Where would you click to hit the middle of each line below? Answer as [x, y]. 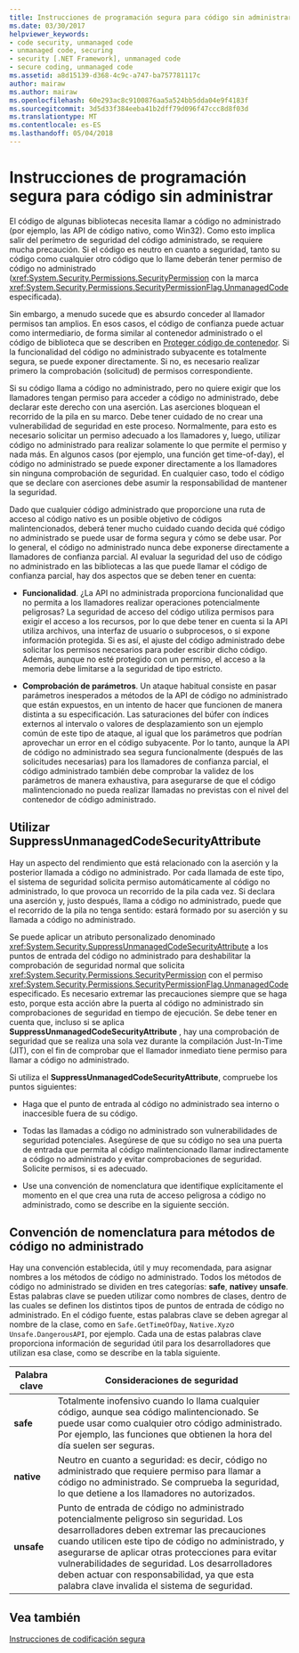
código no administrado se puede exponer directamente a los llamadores [143, 463]
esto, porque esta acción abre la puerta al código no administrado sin [137, 1003]
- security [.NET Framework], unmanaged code [95, 59]
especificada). [36, 297]
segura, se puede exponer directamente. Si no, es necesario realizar [134, 361]
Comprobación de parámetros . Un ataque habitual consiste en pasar [149, 686]
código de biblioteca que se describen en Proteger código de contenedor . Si [149, 342]
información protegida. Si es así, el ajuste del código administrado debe [154, 640]
